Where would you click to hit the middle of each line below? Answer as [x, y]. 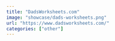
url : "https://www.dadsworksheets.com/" [58, 23]
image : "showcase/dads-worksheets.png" [57, 17]
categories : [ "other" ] [35, 29]
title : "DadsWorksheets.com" [43, 12]
